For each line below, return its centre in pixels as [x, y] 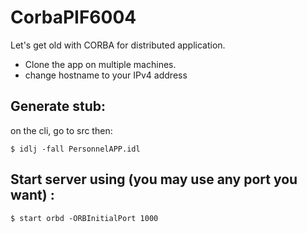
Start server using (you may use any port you [154, 179]
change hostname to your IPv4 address [106, 75]
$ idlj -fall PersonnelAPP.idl [75, 149]
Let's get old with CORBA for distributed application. [118, 45]
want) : [32, 195]
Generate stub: [58, 106]
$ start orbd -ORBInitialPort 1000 [84, 218]
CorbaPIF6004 [73, 17]
